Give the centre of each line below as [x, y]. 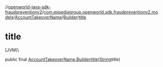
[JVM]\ [12, 50]
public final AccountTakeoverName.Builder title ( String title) [63, 59]
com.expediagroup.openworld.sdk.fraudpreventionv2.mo [101, 12]
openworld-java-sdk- [29, 7]
